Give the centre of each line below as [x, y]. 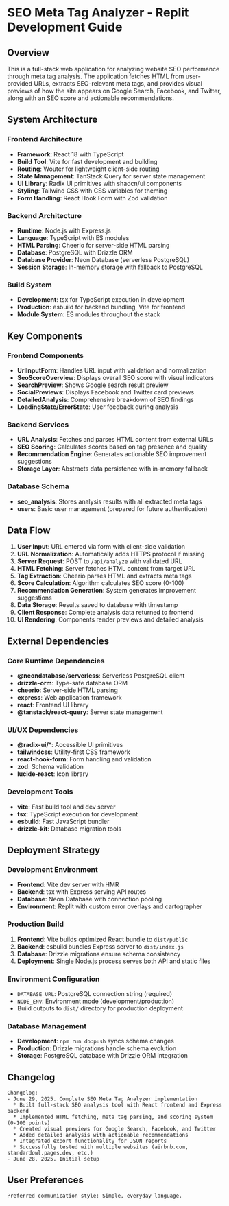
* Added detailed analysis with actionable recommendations [101, 1135]
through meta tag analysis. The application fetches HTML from [96, 76]
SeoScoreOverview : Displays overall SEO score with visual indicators [116, 377]
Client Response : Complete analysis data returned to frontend [105, 613]
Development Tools [40, 792]
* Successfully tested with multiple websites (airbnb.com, [101, 1147]
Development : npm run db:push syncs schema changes [96, 1041]
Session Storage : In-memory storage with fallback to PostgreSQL [110, 267]
